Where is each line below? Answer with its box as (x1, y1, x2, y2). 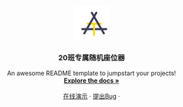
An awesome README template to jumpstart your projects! (6, 69, 177, 78)
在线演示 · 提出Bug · (63, 92, 120, 101)
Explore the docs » (64, 76, 119, 85)
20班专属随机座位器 (57, 53, 126, 63)
